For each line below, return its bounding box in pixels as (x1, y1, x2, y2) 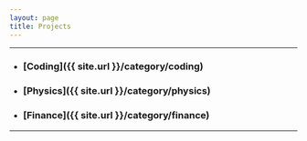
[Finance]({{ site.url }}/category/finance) (22, 109, 210, 122)
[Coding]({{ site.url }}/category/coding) (22, 60, 204, 73)
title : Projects (9, 22, 71, 31)
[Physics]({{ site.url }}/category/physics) (22, 85, 212, 97)
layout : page (9, 13, 59, 23)
